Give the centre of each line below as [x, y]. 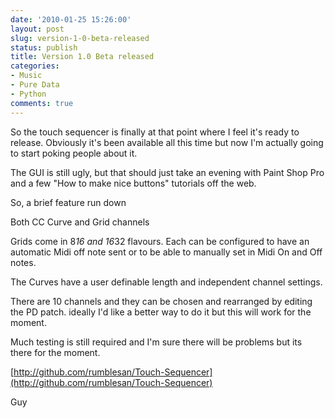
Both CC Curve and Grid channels [80, 222]
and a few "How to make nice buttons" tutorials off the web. [133, 183]
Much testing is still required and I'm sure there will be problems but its [156, 342]
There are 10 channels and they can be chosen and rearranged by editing [161, 301]
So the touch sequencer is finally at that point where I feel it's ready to [155, 132]
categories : [35, 66]
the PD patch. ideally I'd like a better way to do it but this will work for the [161, 312]
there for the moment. [55, 352]
